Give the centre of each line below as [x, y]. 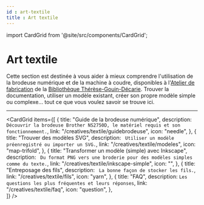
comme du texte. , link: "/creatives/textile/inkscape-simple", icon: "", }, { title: [101, 164]
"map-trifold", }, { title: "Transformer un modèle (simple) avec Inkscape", [97, 151]
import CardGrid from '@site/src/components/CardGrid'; [77, 35]
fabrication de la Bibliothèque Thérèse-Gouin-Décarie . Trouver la [88, 89]
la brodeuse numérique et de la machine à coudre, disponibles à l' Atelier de [100, 83]
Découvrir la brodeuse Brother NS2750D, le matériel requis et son [93, 125]
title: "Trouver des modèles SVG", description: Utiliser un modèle [90, 138]
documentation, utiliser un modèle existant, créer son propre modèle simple [101, 96]
